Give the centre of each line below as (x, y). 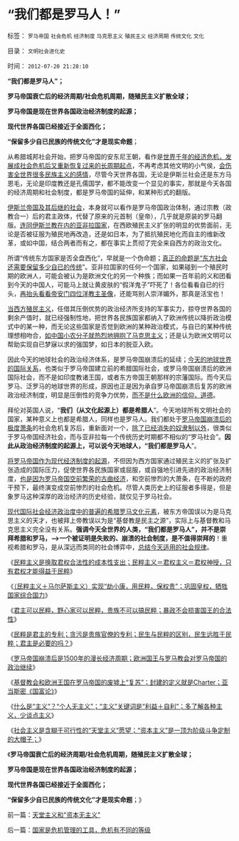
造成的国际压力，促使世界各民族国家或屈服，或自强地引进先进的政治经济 (119, 470)
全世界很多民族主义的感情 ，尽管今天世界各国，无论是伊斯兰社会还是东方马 (122, 174)
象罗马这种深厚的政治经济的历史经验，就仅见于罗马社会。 (91, 496)
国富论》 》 (46, 691)
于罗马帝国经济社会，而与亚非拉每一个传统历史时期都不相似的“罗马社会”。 (116, 437)
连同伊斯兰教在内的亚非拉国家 (64, 225)
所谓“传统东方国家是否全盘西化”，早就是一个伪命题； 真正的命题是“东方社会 (117, 258)
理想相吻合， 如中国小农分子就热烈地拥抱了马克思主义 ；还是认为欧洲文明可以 (119, 335)
